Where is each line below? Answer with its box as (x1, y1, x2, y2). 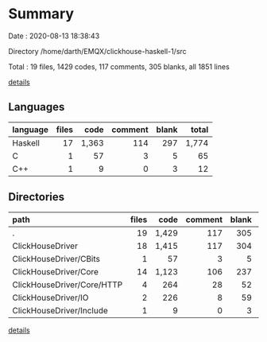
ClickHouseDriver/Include (12, 305, 109, 316)
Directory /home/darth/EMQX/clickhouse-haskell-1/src (8, 46, 187, 56)
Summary (8, 5, 74, 23)
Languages (8, 100, 65, 114)
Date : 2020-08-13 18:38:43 (8, 31, 100, 41)
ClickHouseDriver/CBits (12, 253, 101, 264)
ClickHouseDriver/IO (12, 292, 89, 303)
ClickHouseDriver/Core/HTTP (12, 279, 123, 290)
